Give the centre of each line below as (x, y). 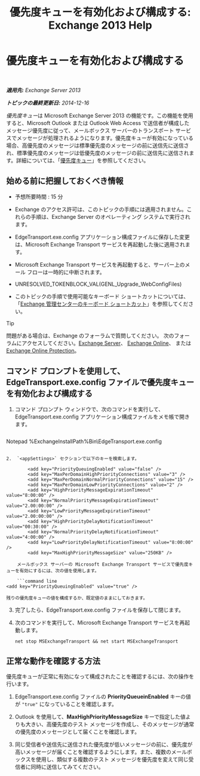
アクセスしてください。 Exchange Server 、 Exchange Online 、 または (107, 343)
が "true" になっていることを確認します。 (66, 704)
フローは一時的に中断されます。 (66, 272)
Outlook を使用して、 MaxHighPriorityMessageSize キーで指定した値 (100, 717)
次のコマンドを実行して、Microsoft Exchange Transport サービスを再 (100, 622)
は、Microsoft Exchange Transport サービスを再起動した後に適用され (100, 244)
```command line (37, 581)
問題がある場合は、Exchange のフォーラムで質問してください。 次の (90, 335)
